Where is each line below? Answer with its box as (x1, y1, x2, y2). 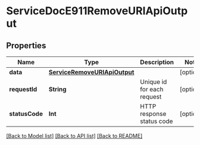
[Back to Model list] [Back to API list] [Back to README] (6, 133, 143, 139)
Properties (6, 40, 46, 51)
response (139, 110, 167, 118)
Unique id (139, 78, 167, 86)
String (48, 85, 67, 93)
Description (139, 58, 174, 66)
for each (139, 85, 164, 93)
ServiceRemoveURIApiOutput (48, 68, 135, 76)
